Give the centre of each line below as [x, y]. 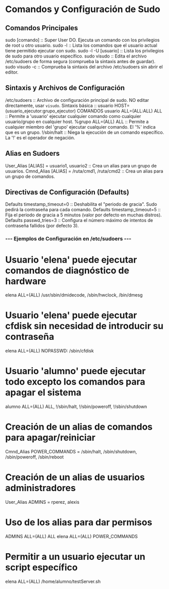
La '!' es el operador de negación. [40, 138]
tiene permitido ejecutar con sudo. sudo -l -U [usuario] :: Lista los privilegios [84, 51]
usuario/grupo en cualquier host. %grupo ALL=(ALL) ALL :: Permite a [77, 122]
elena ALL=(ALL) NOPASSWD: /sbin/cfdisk [50, 351]
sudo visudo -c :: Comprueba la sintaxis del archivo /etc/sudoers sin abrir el [84, 67]
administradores [41, 488]
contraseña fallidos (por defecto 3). [42, 226]
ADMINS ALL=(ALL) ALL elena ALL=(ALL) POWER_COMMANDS [71, 536]
